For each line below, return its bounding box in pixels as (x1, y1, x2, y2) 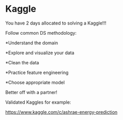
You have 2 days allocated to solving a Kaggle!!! (5, 20, 107, 26)
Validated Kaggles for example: (5, 99, 71, 105)
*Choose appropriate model (5, 79, 65, 85)
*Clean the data (5, 59, 39, 65)
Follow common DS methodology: (5, 30, 77, 36)
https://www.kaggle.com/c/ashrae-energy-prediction (5, 109, 118, 115)
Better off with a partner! (5, 89, 57, 95)
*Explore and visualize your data (5, 50, 74, 56)
